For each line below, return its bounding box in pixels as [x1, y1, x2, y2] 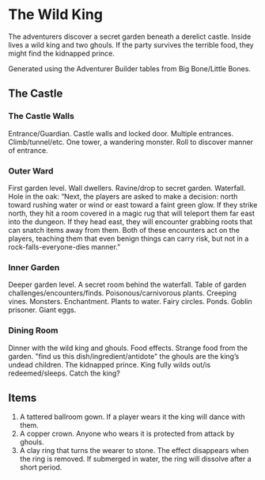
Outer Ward [8, 165, 54, 176]
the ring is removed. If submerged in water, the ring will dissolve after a [19, 454, 252, 464]
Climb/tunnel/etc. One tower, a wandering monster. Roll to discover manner [8, 137, 254, 147]
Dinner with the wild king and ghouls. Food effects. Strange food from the [8, 343, 248, 352]
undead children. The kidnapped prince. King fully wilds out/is [8, 360, 211, 369]
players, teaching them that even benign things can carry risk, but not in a [8, 234, 249, 243]
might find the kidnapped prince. [8, 48, 115, 58]
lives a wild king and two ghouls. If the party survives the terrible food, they [8, 40, 255, 49]
